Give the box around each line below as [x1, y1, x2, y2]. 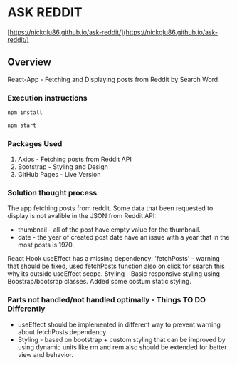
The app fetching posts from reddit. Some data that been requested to [7, 204, 214, 212]
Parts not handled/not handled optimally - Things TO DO [7, 295, 206, 305]
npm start [7, 122, 37, 129]
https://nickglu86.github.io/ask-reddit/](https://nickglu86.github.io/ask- [9, 28, 218, 36]
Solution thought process [7, 188, 98, 198]
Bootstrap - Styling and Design [17, 163, 109, 171]
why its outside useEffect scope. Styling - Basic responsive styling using [7, 269, 221, 278]
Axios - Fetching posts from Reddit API [17, 155, 132, 164]
